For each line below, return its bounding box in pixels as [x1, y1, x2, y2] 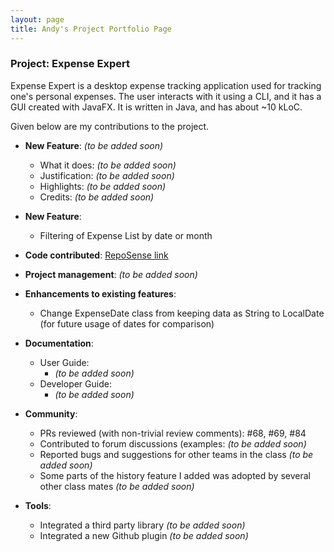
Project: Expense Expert [10, 57, 130, 71]
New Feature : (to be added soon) [24, 139, 164, 151]
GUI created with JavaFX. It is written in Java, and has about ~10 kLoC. [10, 101, 303, 113]
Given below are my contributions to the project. [10, 120, 210, 132]
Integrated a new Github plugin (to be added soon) [39, 529, 249, 541]
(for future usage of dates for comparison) [39, 317, 215, 330]
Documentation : [24, 337, 94, 349]
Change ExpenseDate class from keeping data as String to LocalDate [39, 307, 325, 319]
